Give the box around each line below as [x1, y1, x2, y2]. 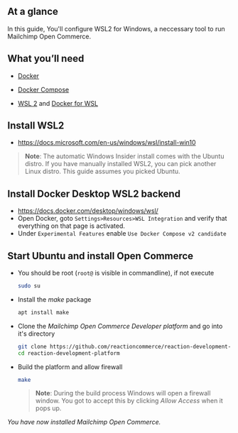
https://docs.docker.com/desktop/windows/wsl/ [17, 207, 158, 215]
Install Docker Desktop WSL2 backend [7, 187, 181, 199]
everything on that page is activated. [17, 221, 126, 230]
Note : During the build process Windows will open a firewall [35, 389, 211, 398]
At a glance [7, 6, 59, 18]
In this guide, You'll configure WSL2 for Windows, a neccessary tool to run [7, 24, 225, 33]
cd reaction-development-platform [17, 349, 120, 357]
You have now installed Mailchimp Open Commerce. [7, 418, 161, 427]
